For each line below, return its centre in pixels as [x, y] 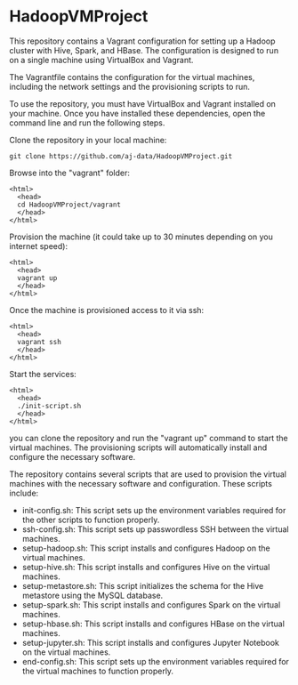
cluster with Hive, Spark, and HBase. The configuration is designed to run [144, 50]
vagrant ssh [40, 342]
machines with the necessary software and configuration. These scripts [141, 483]
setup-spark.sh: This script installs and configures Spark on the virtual [151, 604]
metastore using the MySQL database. [93, 595]
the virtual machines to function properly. [98, 671]
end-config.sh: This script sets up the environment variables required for [155, 661]
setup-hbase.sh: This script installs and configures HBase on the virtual [153, 624]
